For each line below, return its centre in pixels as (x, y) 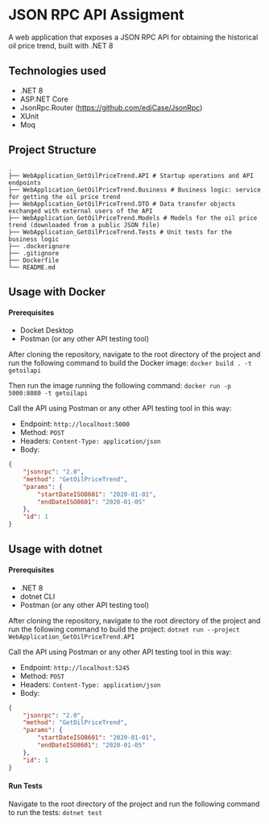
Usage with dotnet (56, 549)
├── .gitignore (34, 253)
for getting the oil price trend (64, 197)
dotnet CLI (37, 596)
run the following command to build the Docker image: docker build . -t (130, 363)
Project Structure (52, 150)
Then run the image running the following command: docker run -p (120, 386)
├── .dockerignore (39, 246)
